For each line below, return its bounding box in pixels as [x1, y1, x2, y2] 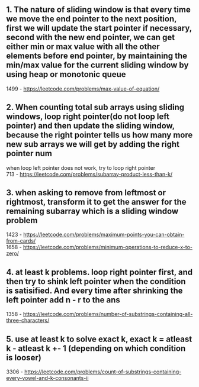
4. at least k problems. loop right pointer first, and [6, 267, 193, 277]
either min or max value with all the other [6, 41, 160, 52]
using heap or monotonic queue [6, 69, 126, 79]
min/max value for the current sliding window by [6, 60, 189, 70]
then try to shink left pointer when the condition [6, 276, 186, 286]
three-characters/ [6, 317, 50, 324]
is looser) [6, 352, 41, 363]
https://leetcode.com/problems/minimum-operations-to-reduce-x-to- [23, 244, 192, 251]
